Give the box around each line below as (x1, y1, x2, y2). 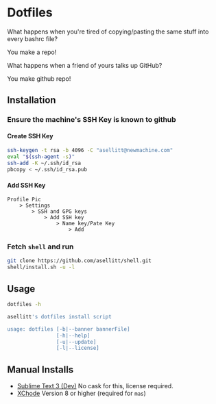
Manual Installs (7, 364, 74, 375)
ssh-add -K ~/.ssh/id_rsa (7, 160, 81, 167)
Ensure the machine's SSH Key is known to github (7, 115, 176, 125)
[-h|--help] (56, 332, 91, 339)
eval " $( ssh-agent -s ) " (7, 153, 75, 160)
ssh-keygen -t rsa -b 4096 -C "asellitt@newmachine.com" (7, 147, 173, 154)
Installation (7, 94, 56, 106)
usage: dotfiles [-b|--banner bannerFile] (7, 325, 130, 333)
